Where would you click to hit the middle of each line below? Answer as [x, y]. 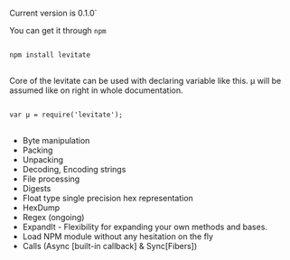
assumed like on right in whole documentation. [96, 90]
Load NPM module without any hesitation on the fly [118, 237]
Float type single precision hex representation [108, 198]
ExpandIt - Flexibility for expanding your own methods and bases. [145, 227]
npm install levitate [50, 55]
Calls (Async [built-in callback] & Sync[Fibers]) [110, 246]
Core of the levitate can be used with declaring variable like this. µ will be [145, 81]
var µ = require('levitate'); [66, 115]
